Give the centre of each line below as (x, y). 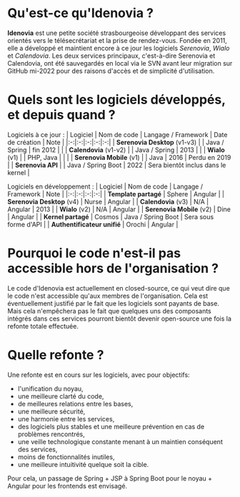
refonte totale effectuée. (43, 326)
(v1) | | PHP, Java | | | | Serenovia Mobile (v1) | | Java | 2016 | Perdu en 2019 (119, 157)
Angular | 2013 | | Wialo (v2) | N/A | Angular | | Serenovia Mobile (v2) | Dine (119, 209)
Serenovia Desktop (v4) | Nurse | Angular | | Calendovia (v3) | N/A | (108, 201)
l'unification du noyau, (50, 388)
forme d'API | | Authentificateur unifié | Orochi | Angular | (93, 224)
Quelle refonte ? (56, 355)
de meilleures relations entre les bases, (75, 403)
